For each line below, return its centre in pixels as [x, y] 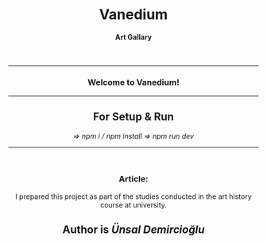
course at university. [133, 204]
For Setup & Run [133, 117]
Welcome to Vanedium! [133, 82]
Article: [133, 179]
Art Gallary [133, 36]
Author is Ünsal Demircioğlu [133, 230]
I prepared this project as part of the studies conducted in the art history [133, 196]
